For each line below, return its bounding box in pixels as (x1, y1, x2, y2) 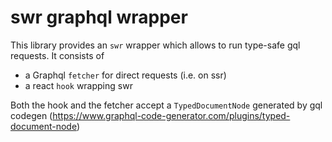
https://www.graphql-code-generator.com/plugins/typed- (52, 109, 291, 121)
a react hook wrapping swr (24, 79, 133, 91)
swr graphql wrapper (10, 6, 188, 29)
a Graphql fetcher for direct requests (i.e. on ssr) (24, 69, 227, 81)
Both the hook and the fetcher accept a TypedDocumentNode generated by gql (10, 99, 323, 111)
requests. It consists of (10, 49, 105, 61)
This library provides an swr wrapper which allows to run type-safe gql (10, 39, 301, 51)
